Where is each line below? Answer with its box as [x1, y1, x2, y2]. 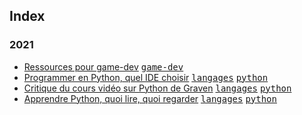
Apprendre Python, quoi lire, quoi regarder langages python [23, 92, 277, 104]
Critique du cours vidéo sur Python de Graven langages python [23, 82, 292, 94]
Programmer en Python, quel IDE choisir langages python [23, 71, 269, 83]
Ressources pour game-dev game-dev [23, 60, 184, 73]
